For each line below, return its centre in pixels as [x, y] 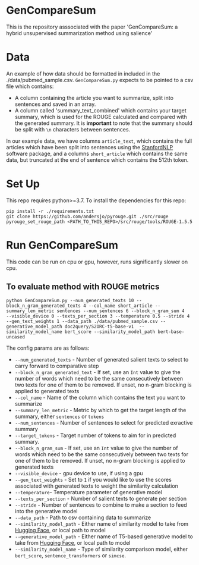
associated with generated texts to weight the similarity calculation [96, 486]
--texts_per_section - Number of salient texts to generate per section [101, 498]
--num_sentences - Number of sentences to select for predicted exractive [104, 422]
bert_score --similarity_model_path [110, 332]
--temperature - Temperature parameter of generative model [88, 492]
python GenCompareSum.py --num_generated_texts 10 [70, 300]
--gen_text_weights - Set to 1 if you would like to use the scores [93, 479]
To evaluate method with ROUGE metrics [83, 287]
